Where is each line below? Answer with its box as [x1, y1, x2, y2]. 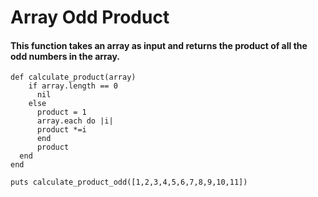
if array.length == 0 [28, 81, 118, 91]
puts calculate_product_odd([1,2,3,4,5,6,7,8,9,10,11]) [10, 177, 248, 188]
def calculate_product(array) [10, 72, 137, 83]
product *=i [36, 125, 87, 135]
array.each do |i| [36, 116, 114, 126]
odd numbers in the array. [10, 50, 121, 62]
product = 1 [36, 107, 87, 118]
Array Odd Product [10, 6, 170, 29]
